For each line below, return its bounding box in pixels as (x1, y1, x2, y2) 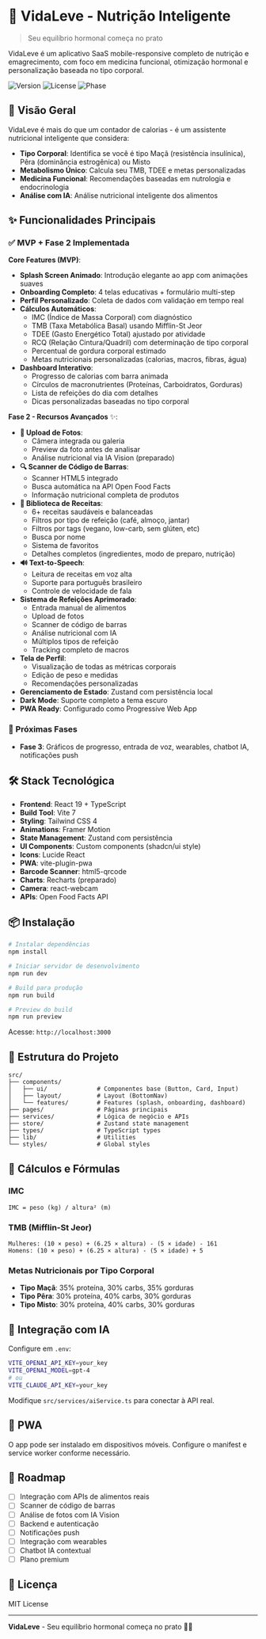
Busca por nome (31, 532, 85, 542)
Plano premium (19, 1554, 70, 1564)
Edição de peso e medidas (31, 671, 119, 680)
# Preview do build (8, 1006, 73, 1013)
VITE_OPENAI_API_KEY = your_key (8, 1359, 108, 1367)
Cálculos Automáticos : (19, 304, 97, 314)
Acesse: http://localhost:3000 (8, 1027, 112, 1036)
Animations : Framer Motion (19, 824, 111, 834)
